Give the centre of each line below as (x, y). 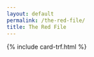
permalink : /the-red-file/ (46, 20)
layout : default (30, 14)
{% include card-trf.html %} (47, 47)
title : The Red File (37, 27)
